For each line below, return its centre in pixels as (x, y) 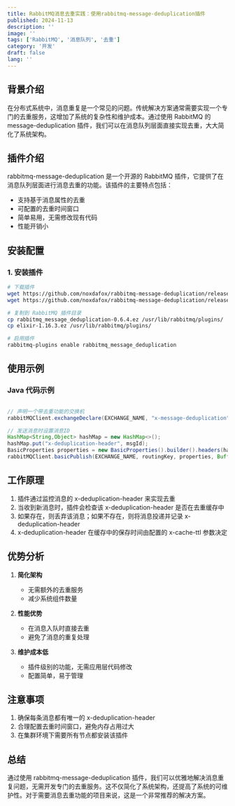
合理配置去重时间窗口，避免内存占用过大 (76, 727)
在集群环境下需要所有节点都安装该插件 (72, 735)
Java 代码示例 (31, 390)
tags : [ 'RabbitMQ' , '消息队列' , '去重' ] (64, 40)
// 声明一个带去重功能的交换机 (46, 411)
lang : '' (20, 60)
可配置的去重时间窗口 (48, 209)
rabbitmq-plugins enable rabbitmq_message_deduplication (92, 345)
